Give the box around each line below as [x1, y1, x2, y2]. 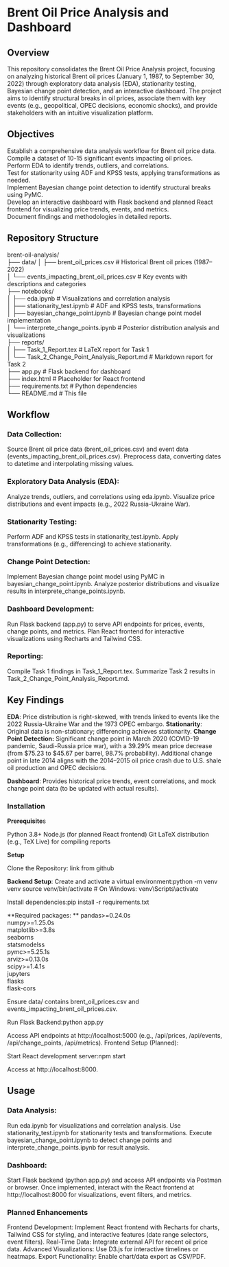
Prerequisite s [7, 817, 47, 825]
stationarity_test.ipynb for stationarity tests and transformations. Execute [7, 1128, 213, 1137]
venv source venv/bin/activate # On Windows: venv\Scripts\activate [7, 884, 199, 893]
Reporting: [7, 651, 44, 661]
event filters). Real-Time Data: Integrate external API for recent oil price [7, 1237, 208, 1246]
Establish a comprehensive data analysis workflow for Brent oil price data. [7, 146, 216, 155]
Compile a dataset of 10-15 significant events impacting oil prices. [7, 154, 193, 162]
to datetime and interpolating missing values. [7, 460, 134, 468]
